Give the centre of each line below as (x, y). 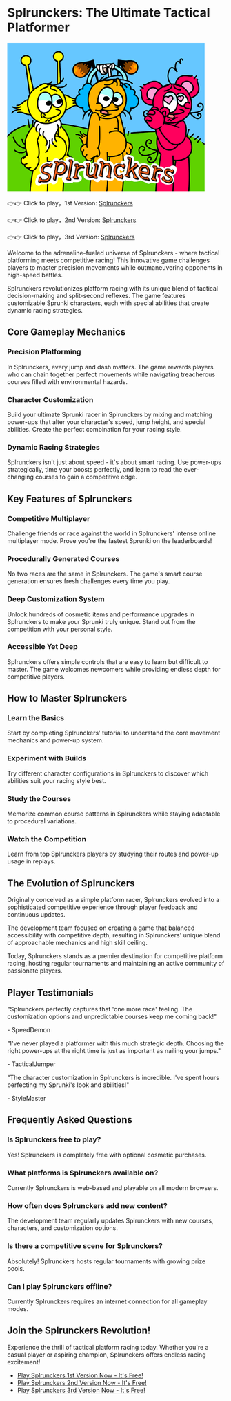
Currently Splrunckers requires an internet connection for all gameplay (107, 1301)
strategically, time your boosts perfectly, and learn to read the (95, 470)
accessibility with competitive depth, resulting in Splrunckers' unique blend (114, 935)
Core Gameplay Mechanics (67, 332)
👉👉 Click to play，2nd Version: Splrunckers (72, 220)
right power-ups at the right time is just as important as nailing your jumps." (114, 1051)
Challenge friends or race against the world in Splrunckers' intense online (111, 533)
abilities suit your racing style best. (57, 780)
